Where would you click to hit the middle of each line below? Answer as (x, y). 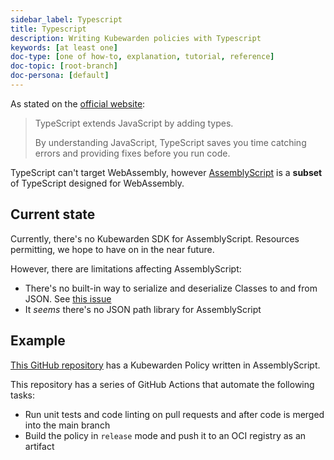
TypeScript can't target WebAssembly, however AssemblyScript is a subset (166, 172)
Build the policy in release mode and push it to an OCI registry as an (165, 435)
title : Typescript (48, 29)
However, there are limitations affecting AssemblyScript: (126, 268)
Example (38, 341)
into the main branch (67, 425)
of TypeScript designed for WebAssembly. (97, 183)
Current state (53, 214)
